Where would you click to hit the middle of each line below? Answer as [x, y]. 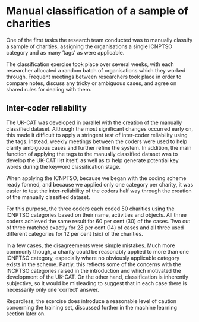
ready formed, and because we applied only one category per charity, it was [100, 184]
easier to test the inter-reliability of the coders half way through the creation [99, 191]
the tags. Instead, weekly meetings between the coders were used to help [97, 141]
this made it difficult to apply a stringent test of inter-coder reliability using [97, 135]
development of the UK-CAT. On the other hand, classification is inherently [97, 277]
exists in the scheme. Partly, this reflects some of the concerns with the [94, 264]
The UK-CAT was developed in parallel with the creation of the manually [94, 122]
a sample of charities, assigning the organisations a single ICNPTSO [89, 46]
